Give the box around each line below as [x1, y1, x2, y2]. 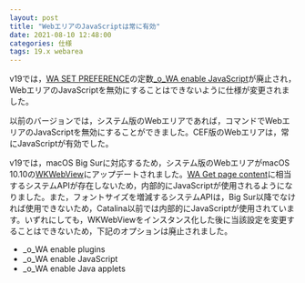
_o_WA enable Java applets [22, 263, 126, 274]
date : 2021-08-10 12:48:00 [9, 30, 112, 39]
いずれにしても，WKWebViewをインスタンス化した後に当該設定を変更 [24, 215, 288, 226]
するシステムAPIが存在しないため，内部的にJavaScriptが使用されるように [9, 180, 285, 191]
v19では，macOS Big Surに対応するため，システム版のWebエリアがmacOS [9, 157, 290, 168]
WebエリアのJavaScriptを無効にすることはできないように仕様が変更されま [9, 85, 290, 96]
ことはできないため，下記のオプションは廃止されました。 [16, 226, 233, 237]
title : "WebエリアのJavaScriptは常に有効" [9, 22, 161, 31]
